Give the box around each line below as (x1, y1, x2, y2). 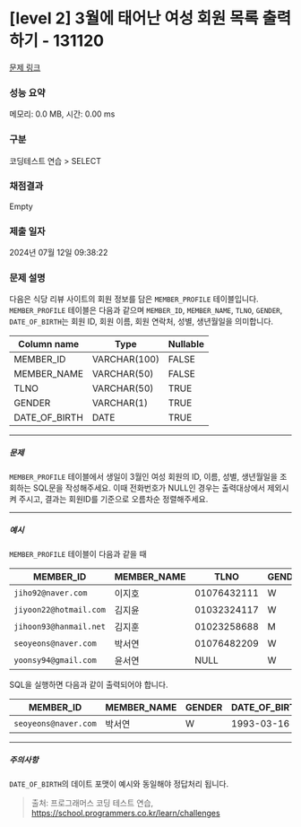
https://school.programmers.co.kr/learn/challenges (30, 808, 221, 819)
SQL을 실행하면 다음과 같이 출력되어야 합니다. (9, 679, 168, 691)
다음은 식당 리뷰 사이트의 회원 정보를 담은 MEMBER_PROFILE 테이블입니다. (9, 293, 259, 305)
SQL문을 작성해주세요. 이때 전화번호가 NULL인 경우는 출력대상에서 (32, 483, 266, 493)
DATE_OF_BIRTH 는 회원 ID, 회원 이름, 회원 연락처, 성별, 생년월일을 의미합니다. (9, 316, 274, 327)
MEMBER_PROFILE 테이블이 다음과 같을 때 (9, 549, 147, 560)
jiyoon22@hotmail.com (13, 605, 106, 615)
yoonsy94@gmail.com (13, 656, 97, 666)
